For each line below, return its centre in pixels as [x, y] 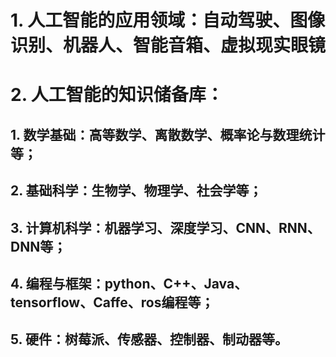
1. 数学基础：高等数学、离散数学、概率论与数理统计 [168, 134]
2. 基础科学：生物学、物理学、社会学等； [136, 191]
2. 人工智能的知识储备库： [117, 95]
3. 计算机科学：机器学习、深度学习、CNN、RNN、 [165, 227]
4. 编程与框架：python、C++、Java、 [129, 283]
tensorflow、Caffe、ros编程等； [112, 302]
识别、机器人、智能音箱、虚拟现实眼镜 [168, 45]
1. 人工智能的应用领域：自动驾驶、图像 [168, 20]
